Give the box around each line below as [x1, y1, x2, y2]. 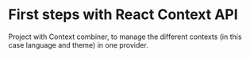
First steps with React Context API [8, 6, 238, 24]
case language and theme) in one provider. [8, 40, 148, 49]
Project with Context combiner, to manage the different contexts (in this [8, 32, 242, 41]
